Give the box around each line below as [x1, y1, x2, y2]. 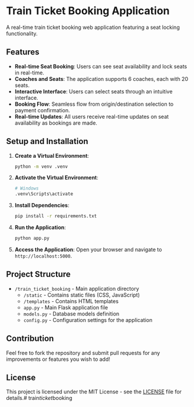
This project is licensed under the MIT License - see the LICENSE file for [6, 388, 182, 395]
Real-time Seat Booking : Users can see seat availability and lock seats [14, 63, 188, 70]
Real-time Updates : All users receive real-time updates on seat [14, 113, 169, 120]
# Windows [14, 185, 40, 191]
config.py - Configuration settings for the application [23, 316, 153, 323]
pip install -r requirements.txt [14, 213, 97, 219]
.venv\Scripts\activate [14, 191, 74, 197]
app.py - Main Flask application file [23, 304, 108, 311]
